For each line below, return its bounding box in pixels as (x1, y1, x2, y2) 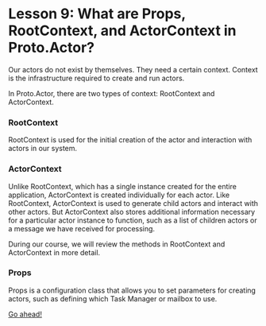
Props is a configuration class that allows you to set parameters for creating (8, 285, 256, 295)
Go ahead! (8, 309, 42, 319)
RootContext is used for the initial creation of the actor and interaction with (8, 135, 253, 145)
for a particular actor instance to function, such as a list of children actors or (8, 215, 257, 225)
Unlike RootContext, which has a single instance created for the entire (8, 181, 237, 191)
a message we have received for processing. (8, 223, 156, 233)
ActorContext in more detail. (8, 247, 101, 257)
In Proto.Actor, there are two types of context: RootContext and (8, 88, 215, 98)
